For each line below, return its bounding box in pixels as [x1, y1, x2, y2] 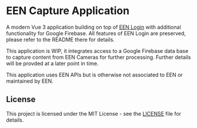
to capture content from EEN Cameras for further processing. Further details [6, 53, 191, 60]
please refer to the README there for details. [6, 36, 115, 43]
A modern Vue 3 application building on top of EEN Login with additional [6, 23, 181, 31]
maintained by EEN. [6, 78, 54, 85]
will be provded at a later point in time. [6, 60, 99, 67]
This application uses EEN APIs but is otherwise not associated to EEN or [6, 71, 183, 78]
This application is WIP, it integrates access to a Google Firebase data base [6, 47, 189, 54]
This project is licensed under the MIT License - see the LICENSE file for [6, 110, 181, 117]
